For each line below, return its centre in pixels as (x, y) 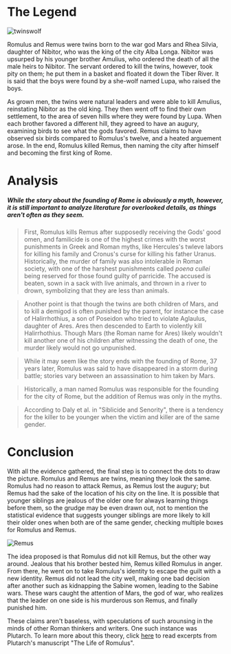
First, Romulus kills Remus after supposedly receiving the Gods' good (122, 232)
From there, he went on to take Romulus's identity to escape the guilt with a (114, 571)
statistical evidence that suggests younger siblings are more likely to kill (109, 515)
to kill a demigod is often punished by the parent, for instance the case (124, 311)
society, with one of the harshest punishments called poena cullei (117, 268)
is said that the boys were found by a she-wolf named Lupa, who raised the (114, 81)
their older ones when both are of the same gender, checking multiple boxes (115, 523)
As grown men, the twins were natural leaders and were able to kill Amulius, (114, 101)
